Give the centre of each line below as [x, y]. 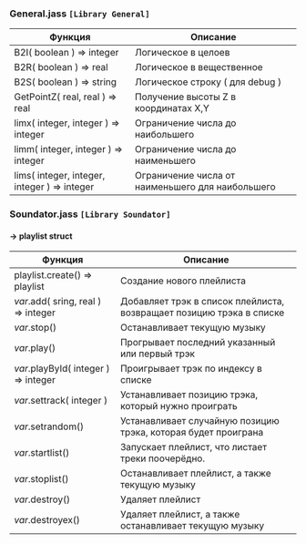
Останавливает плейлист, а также [195, 474]
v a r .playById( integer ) [62, 369]
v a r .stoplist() [41, 479]
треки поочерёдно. [163, 458]
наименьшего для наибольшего [205, 187]
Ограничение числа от [185, 176]
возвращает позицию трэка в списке [202, 313]
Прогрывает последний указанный [198, 343]
